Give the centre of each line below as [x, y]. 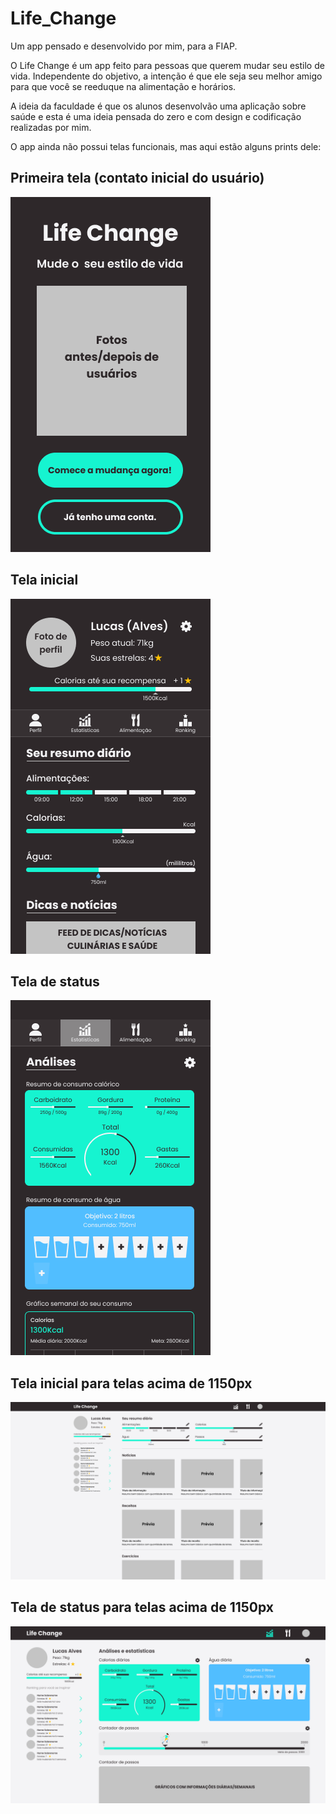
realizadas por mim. [51, 127]
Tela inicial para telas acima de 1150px [131, 1383]
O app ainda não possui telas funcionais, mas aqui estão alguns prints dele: [166, 146]
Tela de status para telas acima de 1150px [142, 1607]
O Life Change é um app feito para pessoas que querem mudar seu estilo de [167, 65]
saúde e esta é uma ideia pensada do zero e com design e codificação [156, 116]
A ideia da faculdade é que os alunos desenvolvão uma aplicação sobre [158, 106]
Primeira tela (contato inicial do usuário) [137, 178]
